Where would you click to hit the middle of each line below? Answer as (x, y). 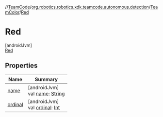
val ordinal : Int (44, 107)
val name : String (46, 93)
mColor (12, 12)
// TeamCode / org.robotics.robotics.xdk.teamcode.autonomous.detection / (78, 7)
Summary (46, 79)
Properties (21, 66)
